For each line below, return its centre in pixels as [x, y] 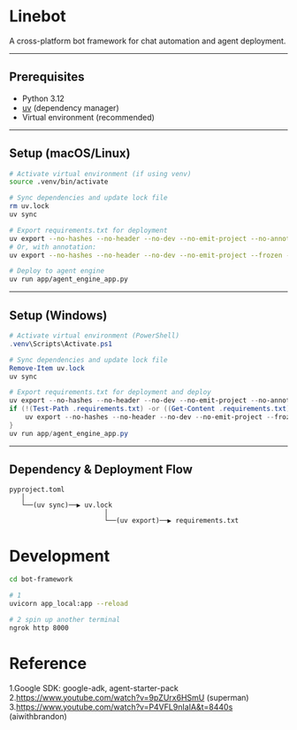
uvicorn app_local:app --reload [69, 604]
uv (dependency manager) [70, 107]
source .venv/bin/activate [59, 182]
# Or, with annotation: [53, 247]
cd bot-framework [41, 579]
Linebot [38, 16]
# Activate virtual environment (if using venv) [100, 174]
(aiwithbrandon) [38, 716]
